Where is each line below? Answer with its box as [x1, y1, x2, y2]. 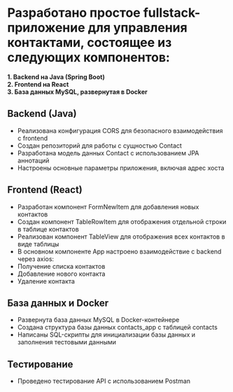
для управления [87, 20, 188, 36]
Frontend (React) [7, 184, 83, 196]
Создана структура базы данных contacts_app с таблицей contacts [17, 323, 218, 332]
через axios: [17, 254, 55, 263]
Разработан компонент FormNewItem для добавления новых [17, 202, 199, 211]
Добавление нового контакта [17, 269, 106, 278]
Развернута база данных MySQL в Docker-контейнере [17, 316, 180, 324]
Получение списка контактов [17, 262, 106, 270]
